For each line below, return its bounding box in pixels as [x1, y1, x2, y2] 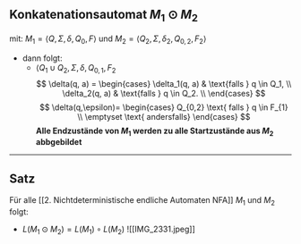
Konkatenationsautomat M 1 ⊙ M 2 [9, 7, 199, 25]
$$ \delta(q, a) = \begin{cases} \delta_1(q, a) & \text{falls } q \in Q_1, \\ [36, 78, 292, 88]
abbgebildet [35, 137, 82, 147]
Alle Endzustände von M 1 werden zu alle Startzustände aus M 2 [35, 125, 274, 138]
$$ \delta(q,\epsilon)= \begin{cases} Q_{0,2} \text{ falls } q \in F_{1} [39, 102, 288, 113]
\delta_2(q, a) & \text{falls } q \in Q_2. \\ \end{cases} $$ [62, 88, 266, 98]
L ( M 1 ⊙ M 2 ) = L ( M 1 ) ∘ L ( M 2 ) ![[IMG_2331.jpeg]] [21, 223, 195, 236]
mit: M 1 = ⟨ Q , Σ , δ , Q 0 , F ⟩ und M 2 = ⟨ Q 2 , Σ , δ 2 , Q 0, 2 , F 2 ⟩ [9, 33, 207, 46]
